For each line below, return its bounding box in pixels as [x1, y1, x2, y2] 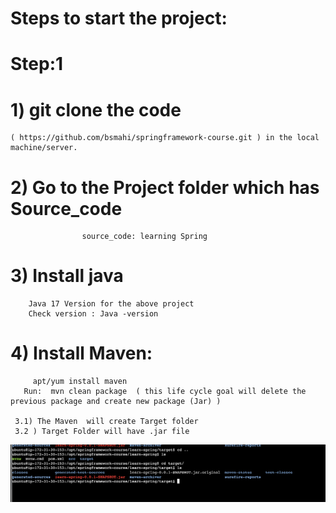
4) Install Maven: [10, 342, 153, 365]
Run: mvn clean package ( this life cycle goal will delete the [23, 387, 307, 397]
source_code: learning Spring [81, 232, 208, 242]
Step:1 [10, 53, 64, 76]
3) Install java [10, 265, 124, 287]
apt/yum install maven [32, 377, 128, 387]
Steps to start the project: [10, 7, 228, 30]
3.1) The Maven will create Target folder [14, 417, 199, 427]
